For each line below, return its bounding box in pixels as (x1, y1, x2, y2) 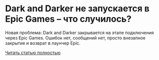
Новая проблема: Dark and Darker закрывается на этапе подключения (5, 30, 154, 35)
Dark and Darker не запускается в (5, 3, 150, 14)
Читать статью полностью (5, 50, 61, 56)
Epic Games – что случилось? (5, 13, 132, 25)
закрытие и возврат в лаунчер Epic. (5, 40, 80, 46)
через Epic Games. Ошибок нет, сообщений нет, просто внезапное (5, 35, 146, 41)
